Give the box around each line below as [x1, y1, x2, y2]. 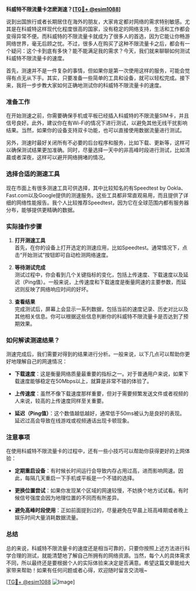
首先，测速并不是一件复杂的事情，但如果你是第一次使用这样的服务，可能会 [6, 67, 185, 74]
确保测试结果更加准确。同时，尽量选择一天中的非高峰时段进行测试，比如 [10, 146, 185, 154]
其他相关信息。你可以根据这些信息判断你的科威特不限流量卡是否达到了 [14, 312, 184, 319]
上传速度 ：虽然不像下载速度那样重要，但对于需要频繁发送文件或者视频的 [14, 390, 188, 397]
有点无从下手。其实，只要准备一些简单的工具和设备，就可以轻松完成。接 [10, 74, 185, 81]
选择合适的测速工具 [6, 170, 60, 178]
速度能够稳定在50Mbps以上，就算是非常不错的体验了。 [19, 377, 153, 385]
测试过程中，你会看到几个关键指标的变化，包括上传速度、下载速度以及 [14, 271, 184, 278]
